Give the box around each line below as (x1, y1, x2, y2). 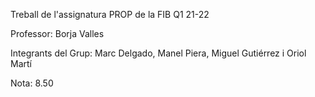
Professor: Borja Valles (10, 28, 105, 39)
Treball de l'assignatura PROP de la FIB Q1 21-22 (10, 9, 210, 20)
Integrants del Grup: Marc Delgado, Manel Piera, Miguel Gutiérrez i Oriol (10, 47, 307, 59)
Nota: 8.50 (10, 77, 54, 89)
